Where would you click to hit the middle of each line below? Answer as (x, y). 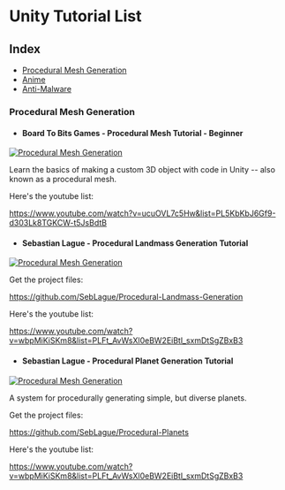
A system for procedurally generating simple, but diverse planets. (128, 398)
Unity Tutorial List (76, 16)
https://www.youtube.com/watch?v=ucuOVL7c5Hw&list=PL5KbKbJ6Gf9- (142, 213)
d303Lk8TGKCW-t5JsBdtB (58, 223)
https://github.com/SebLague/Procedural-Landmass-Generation (126, 297)
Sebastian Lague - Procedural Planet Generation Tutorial (127, 361)
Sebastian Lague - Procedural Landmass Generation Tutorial (135, 243)
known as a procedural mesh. (63, 180)
